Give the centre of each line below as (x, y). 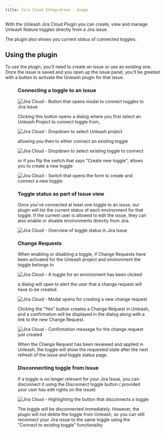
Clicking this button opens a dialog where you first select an (79, 116)
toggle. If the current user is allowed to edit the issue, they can (82, 215)
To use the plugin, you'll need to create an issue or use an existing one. (78, 67)
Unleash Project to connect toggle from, (59, 122)
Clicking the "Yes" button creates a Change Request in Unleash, (83, 309)
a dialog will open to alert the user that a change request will (80, 284)
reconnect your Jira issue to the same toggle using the (74, 419)
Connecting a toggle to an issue (57, 91)
